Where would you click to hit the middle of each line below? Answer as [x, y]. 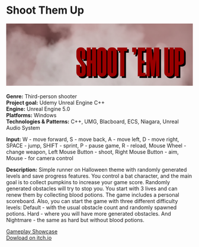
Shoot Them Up [45, 10]
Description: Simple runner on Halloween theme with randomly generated [97, 169]
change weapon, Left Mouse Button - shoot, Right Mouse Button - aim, [92, 152]
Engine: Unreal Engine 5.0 [38, 109]
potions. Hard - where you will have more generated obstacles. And [89, 213]
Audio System [23, 127]
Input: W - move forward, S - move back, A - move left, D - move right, [93, 139]
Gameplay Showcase [32, 231]
